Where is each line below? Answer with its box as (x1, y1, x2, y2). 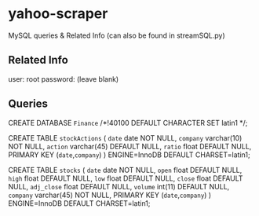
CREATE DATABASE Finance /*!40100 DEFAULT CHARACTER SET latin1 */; (8, 118, 248, 127)
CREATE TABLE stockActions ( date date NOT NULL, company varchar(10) (8, 133, 243, 142)
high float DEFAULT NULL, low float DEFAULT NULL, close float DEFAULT (8, 174, 243, 183)
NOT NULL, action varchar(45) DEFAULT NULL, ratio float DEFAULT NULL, (8, 141, 252, 151)
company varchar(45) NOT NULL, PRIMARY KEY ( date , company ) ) (8, 190, 212, 200)
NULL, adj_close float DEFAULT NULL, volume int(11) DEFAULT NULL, (8, 181, 230, 191)
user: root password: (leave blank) (8, 74, 119, 83)
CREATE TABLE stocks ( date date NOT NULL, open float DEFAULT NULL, (8, 165, 243, 174)
